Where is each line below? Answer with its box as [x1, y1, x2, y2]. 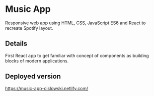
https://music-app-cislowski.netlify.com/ [5, 85, 88, 91]
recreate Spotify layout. [5, 25, 53, 31]
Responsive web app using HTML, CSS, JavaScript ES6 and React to [5, 20, 146, 26]
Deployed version [5, 72, 61, 81]
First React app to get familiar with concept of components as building [5, 52, 149, 58]
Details [5, 40, 27, 48]
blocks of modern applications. [5, 58, 69, 64]
